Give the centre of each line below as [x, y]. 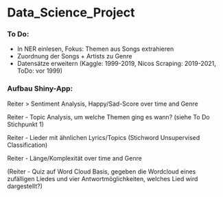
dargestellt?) [25, 186]
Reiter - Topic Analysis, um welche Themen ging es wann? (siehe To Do [109, 117]
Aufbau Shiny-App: [40, 89]
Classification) [27, 145]
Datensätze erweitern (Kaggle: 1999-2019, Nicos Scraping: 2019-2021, [116, 64]
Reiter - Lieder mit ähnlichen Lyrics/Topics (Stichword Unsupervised [104, 137]
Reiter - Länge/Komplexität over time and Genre [74, 158]
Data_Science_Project [71, 13]
